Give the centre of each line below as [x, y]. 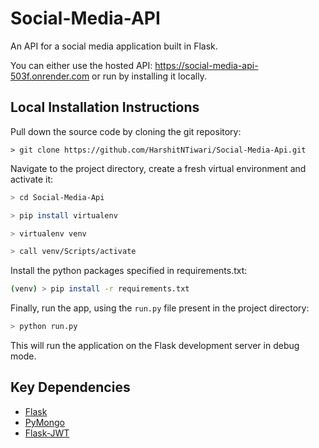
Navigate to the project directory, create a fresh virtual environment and [158, 168]
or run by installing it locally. [149, 76]
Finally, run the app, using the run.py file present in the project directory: [160, 308]
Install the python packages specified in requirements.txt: [129, 271]
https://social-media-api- [206, 65]
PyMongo [44, 422]
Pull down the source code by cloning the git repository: [126, 131]
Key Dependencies [70, 387]
